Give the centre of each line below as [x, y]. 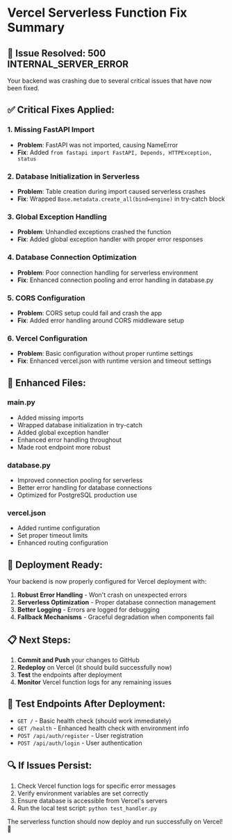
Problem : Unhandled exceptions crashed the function [94, 232]
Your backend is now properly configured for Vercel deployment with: [107, 582]
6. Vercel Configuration [48, 338]
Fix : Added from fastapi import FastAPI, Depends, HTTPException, [115, 152]
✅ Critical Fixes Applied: [61, 110]
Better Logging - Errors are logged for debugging [88, 610]
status [27, 159]
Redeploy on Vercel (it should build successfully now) [94, 668]
